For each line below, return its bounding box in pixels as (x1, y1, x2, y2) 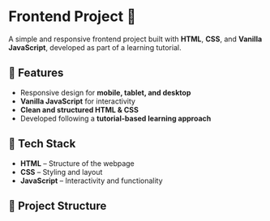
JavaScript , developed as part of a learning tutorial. (8, 42, 182, 52)
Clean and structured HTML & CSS (19, 104, 139, 114)
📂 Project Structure (8, 198, 107, 213)
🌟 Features (8, 66, 64, 80)
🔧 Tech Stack (8, 137, 76, 151)
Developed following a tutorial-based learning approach (19, 113, 212, 123)
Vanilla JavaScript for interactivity (19, 96, 136, 106)
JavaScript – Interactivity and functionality (19, 176, 164, 185)
